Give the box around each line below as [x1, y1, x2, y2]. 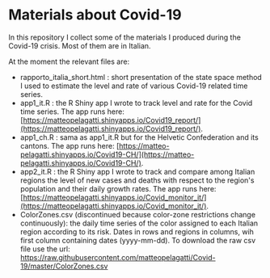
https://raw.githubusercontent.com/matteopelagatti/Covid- [19, 252, 216, 262]
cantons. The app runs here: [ [19, 141, 120, 150]
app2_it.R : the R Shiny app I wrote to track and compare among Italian [19, 166, 255, 176]
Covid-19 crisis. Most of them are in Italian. [8, 40, 151, 50]
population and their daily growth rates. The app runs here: [19, 183, 217, 193]
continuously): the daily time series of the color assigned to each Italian [19, 218, 259, 228]
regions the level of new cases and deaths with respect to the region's [19, 175, 255, 185]
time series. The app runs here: [19, 107, 125, 116]
